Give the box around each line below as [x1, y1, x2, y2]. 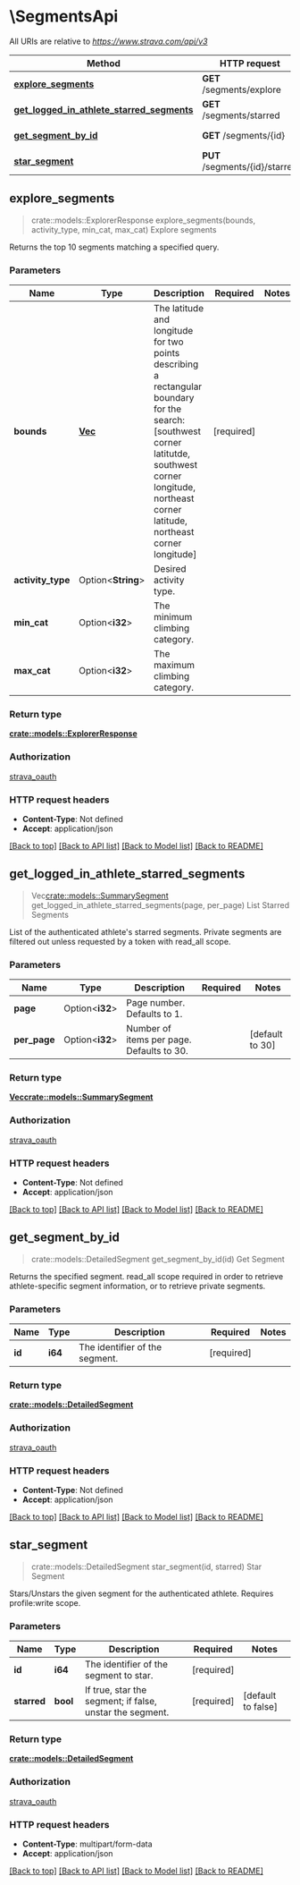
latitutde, [153, 447, 190, 460]
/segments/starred [202, 109, 280, 122]
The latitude [153, 302, 204, 315]
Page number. [126, 997, 186, 1009]
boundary [153, 392, 195, 404]
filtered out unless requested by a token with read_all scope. [9, 936, 231, 947]
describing [153, 358, 199, 370]
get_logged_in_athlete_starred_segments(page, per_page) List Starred [30, 899, 290, 910]
